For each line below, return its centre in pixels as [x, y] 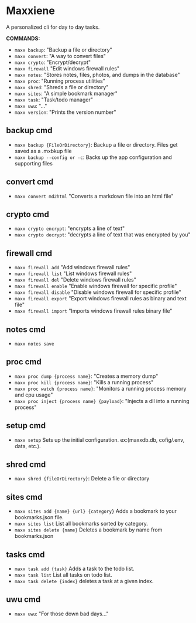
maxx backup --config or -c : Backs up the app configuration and [93, 157]
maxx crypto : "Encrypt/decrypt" [53, 62]
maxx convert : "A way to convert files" [60, 56]
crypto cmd [28, 214]
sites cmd [24, 497]
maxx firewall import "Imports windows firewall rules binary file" [93, 311]
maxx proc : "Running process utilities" [60, 81]
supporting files [33, 163]
